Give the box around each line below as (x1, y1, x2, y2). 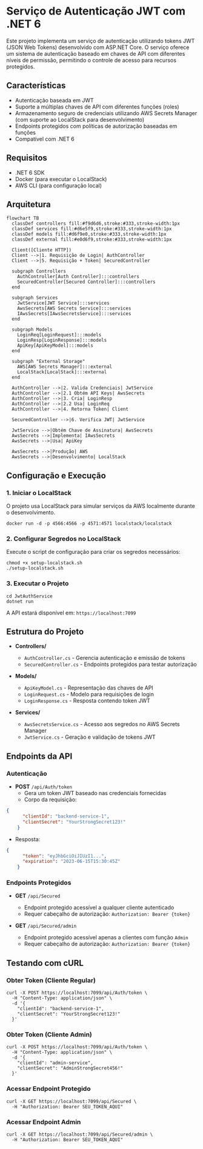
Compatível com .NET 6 (15, 135, 75, 142)
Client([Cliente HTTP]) (12, 247, 72, 253)
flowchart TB (6, 215, 39, 222)
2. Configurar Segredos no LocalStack (6, 535, 121, 543)
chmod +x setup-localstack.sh (6, 560, 83, 566)
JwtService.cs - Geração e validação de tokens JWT (24, 733, 156, 741)
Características (6, 81, 66, 91)
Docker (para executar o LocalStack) (15, 175, 107, 182)
